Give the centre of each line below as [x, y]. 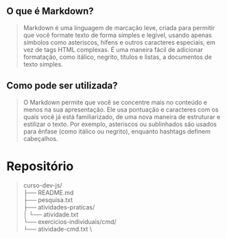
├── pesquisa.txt [48, 200]
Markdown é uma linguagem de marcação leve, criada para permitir [119, 27]
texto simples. [43, 64]
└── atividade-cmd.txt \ [58, 229]
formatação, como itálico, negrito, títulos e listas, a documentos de [117, 57]
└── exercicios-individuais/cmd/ [70, 221]
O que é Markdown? [50, 11]
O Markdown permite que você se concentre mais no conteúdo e [115, 102]
